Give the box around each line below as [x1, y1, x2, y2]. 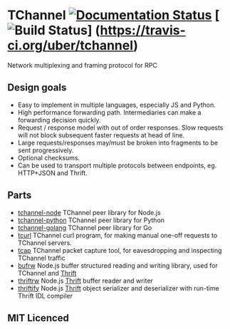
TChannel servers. [17, 239, 73, 247]
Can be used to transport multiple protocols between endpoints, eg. [17, 161, 217, 169]
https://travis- [100, 22, 187, 38]
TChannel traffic [17, 254, 66, 262]
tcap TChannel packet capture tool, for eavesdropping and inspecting [17, 246, 222, 254]
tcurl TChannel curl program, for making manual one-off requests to [17, 231, 218, 239]
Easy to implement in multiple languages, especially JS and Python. [17, 100, 216, 109]
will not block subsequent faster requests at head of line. [17, 130, 185, 139]
